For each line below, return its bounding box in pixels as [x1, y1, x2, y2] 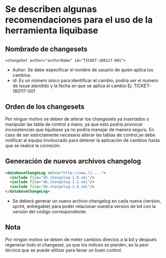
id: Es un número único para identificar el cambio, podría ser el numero [12, 78, 159, 83]
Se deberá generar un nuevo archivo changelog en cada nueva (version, [12, 198, 162, 204]
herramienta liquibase [5, 25, 98, 36]
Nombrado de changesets [5, 45, 88, 53]
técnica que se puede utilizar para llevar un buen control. [5, 247, 123, 253]
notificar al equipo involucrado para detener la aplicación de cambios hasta [5, 137, 160, 143]
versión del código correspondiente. [12, 209, 87, 214]
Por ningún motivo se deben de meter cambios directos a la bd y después [5, 236, 157, 242]
